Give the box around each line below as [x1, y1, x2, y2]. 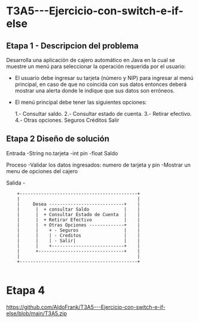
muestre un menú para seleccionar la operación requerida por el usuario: [6, 63, 186, 70]
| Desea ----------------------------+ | [17, 201, 140, 207]
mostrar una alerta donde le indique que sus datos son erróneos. [14, 87, 175, 94]
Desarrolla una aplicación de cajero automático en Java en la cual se [6, 57, 175, 63]
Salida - [6, 179, 26, 186]
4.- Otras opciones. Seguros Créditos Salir [14, 116, 120, 124]
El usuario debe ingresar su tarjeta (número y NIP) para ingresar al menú [14, 75, 194, 81]
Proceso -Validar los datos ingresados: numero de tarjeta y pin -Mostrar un [6, 161, 191, 168]
